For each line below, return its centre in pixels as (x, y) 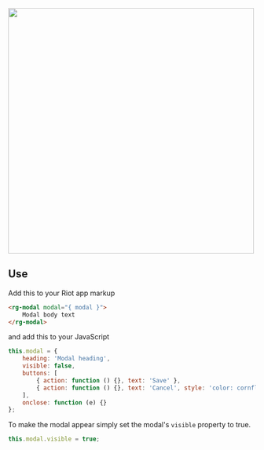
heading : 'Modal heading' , (66, 359)
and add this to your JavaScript (59, 337)
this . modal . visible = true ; (54, 439)
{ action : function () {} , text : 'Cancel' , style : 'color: (135, 388)
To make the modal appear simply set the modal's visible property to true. (130, 425)
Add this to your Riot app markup (62, 293)
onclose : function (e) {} (65, 402)
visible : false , (49, 366)
